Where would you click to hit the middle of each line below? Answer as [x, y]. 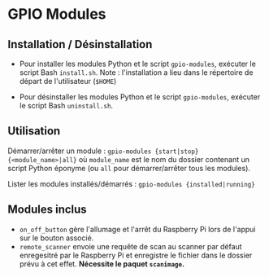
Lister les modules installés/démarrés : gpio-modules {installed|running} [131, 183]
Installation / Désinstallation [80, 44]
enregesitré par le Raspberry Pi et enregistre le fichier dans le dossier [136, 255]
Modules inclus [47, 210]
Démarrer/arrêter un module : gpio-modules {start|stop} [103, 151]
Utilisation [34, 131]
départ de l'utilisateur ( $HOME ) [68, 81]
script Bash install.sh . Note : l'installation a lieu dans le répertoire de [136, 73]
